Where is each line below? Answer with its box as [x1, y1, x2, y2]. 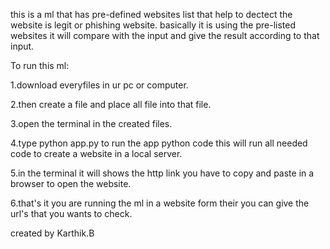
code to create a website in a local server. [10, 148, 183, 159]
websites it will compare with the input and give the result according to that [10, 30, 320, 41]
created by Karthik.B [10, 227, 95, 239]
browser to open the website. [10, 178, 132, 189]
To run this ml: [10, 60, 70, 71]
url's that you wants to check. [10, 208, 133, 219]
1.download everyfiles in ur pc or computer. [10, 79, 189, 91]
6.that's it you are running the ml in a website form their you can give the [10, 197, 310, 209]
